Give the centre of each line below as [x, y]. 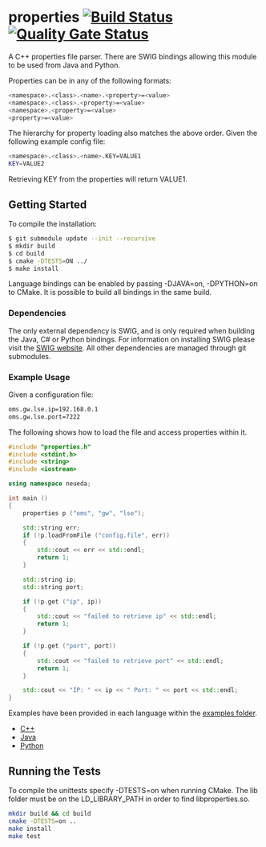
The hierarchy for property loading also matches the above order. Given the [133, 133]
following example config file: [57, 141]
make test [25, 836]
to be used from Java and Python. [64, 65]
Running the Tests [55, 771]
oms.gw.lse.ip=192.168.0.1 [53, 409]
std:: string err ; [52, 528]
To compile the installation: [53, 224]
